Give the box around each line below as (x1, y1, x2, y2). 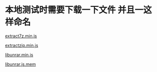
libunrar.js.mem (5, 61, 36, 67)
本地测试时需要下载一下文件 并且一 (5, 4, 143, 16)
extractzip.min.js (5, 42, 38, 48)
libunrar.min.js (5, 52, 34, 57)
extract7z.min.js (5, 33, 37, 39)
